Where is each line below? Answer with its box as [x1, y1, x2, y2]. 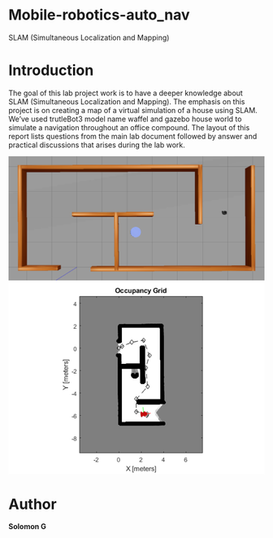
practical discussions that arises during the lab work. [8, 140, 185, 150]
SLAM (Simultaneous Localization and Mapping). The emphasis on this [8, 96, 245, 107]
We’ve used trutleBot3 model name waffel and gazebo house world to [8, 114, 242, 124]
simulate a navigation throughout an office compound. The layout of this [8, 122, 250, 132]
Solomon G [8, 522, 47, 531]
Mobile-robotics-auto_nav [8, 6, 190, 24]
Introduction [8, 61, 94, 80]
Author [8, 495, 57, 514]
